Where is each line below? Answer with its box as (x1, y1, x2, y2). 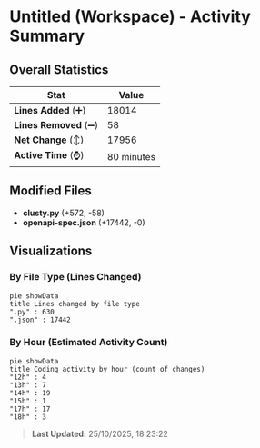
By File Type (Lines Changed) (9, 271, 142, 284)
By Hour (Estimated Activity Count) (9, 336, 168, 349)
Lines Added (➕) (14, 105, 86, 116)
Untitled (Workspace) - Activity (9, 6, 252, 27)
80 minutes (106, 150, 156, 163)
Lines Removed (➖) (14, 119, 98, 131)
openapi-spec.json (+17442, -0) (22, 216, 145, 228)
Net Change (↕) (14, 134, 85, 146)
